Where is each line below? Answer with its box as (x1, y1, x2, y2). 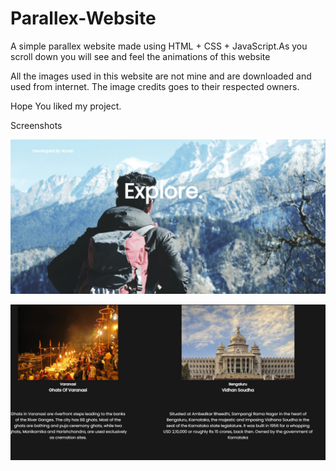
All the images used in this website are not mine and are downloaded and (10, 70, 312, 82)
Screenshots (10, 119, 63, 131)
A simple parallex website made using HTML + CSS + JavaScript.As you (10, 40, 308, 52)
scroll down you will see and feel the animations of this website (10, 50, 271, 62)
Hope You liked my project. (10, 100, 122, 112)
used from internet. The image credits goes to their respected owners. (10, 80, 300, 92)
